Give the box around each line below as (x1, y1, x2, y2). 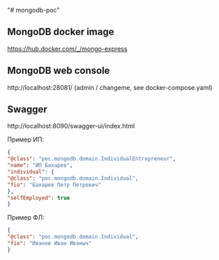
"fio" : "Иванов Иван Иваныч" (7, 240, 92, 247)
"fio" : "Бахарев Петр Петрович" (7, 181, 101, 188)
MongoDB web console (7, 65, 110, 77)
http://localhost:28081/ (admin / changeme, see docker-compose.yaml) (7, 83, 213, 91)
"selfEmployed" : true (7, 194, 70, 201)
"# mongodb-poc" (7, 6, 61, 14)
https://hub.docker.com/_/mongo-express (7, 45, 128, 53)
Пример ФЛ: (7, 213, 45, 222)
